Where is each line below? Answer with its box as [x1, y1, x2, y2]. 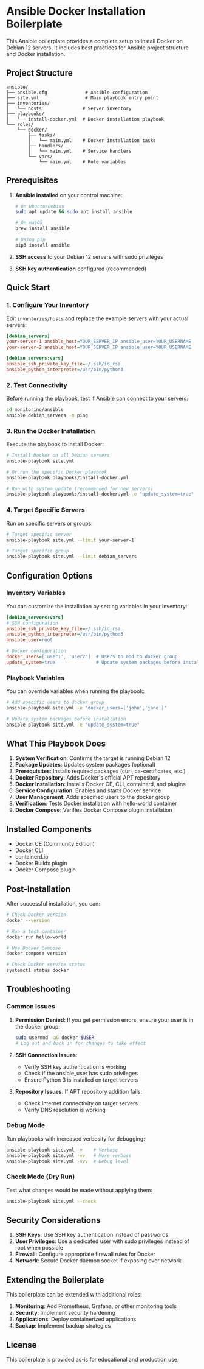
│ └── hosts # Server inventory [6, 105, 132, 111]
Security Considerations [6, 1215, 101, 1225]
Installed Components [6, 824, 92, 834]
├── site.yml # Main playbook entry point [6, 94, 159, 101]
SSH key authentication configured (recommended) [15, 265, 147, 272]
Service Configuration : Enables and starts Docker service [15, 787, 161, 794]
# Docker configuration [6, 648, 67, 654]
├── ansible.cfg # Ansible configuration [6, 90, 148, 96]
